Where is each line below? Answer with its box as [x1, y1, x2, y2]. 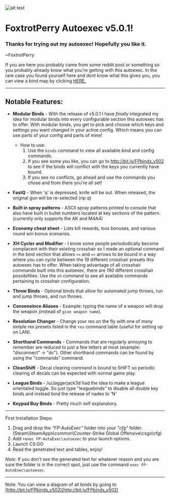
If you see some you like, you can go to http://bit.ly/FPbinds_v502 [27, 158, 164, 164]
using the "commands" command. [12, 355, 84, 361]
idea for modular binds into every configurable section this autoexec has [12, 116, 164, 122]
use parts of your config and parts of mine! [12, 132, 103, 139]
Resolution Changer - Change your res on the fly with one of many [12, 318, 153, 324]
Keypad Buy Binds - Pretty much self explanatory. [12, 400, 118, 407]
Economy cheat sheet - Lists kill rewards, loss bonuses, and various [12, 225, 156, 231]
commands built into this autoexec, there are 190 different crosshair [12, 267, 154, 273]
